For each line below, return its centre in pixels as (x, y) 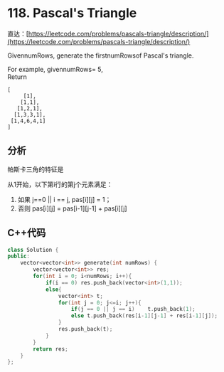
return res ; (51, 349)
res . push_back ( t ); (85, 329)
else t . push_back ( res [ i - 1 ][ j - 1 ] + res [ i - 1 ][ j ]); (144, 316)
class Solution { (33, 250)
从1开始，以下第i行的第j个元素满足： (60, 184)
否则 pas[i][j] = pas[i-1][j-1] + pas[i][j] (72, 208)
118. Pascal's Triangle (72, 13)
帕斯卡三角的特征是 (36, 169)
